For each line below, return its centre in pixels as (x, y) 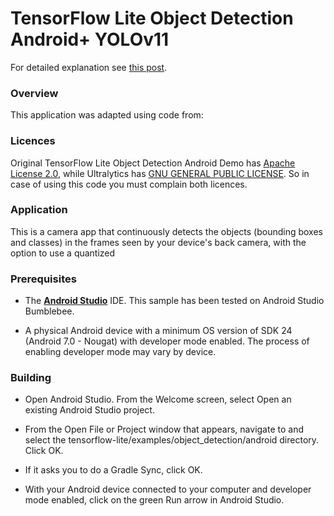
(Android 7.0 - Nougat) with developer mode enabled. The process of (167, 341)
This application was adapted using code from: (107, 115)
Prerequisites (43, 279)
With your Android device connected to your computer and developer (168, 489)
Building (31, 378)
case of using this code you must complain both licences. (129, 184)
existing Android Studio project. (89, 410)
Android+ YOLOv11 (90, 39)
